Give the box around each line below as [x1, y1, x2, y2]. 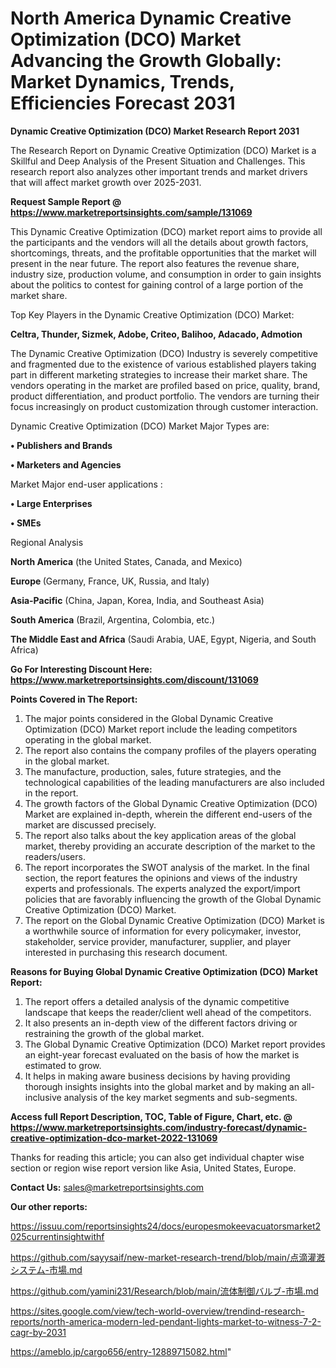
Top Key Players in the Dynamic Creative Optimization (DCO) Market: [10, 308, 295, 321]
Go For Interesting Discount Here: [10, 663, 153, 675]
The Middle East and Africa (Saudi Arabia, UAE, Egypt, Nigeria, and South [10, 633, 317, 645]
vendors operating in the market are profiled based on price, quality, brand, [10, 379, 321, 391]
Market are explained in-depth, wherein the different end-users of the [24, 808, 313, 820]
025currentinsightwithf [10, 1230, 105, 1242]
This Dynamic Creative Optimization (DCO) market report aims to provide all [10, 225, 323, 237]
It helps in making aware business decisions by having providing [24, 1070, 291, 1082]
